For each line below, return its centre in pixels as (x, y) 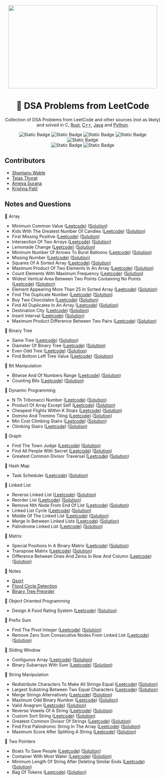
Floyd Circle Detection (34, 586)
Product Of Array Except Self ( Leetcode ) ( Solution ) (64, 405)
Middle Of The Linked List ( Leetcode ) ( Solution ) (60, 516)
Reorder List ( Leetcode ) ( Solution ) (47, 500)
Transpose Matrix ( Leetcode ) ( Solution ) (52, 551)
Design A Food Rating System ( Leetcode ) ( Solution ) (64, 610)
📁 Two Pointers (20, 741)
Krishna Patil (25, 188)
